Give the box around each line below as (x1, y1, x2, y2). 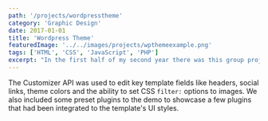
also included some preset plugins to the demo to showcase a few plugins (8, 95, 252, 104)
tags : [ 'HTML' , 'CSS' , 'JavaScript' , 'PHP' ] (8, 49, 159, 57)
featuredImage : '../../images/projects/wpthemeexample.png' (8, 41, 213, 49)
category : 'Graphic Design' (8, 19, 102, 27)
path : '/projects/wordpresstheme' (8, 11, 124, 20)
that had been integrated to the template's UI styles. (8, 103, 179, 112)
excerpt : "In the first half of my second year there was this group (8, 57, 245, 64)
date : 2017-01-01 (8, 26, 66, 34)
